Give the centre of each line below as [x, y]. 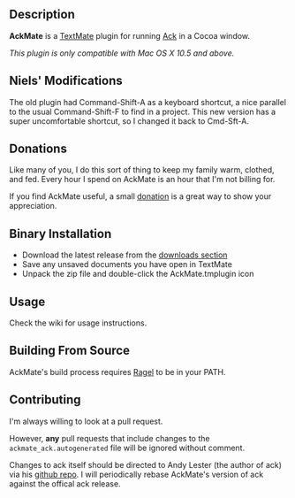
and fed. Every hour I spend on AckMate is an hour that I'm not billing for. [142, 180]
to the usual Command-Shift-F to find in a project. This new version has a [143, 111]
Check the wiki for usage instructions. [78, 323]
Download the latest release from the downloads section [125, 255]
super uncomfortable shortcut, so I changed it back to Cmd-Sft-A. [129, 121]
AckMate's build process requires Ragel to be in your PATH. [118, 372]
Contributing [45, 400]
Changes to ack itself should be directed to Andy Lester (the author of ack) [146, 464]
